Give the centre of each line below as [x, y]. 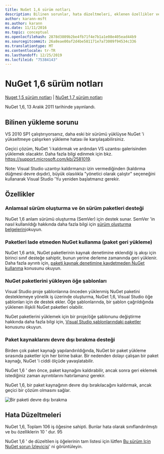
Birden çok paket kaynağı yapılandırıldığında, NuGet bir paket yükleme [76, 350]
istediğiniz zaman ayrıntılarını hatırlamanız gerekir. [55, 375]
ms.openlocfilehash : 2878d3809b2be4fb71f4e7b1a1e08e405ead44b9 [71, 37]
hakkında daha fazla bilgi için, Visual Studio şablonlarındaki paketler [73, 322]
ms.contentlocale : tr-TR [30, 50]
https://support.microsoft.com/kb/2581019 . [48, 159]
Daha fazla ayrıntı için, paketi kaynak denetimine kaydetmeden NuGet [75, 263]
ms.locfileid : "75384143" [31, 60]
